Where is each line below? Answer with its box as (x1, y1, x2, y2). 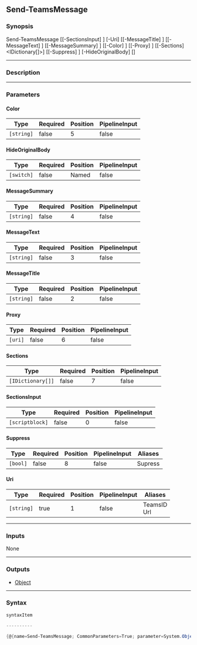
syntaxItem (6, 612, 33, 618)
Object (14, 579, 31, 586)
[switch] (9, 172, 33, 179)
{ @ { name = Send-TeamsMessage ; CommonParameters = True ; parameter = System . (6, 633, 182, 639)
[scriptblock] (9, 419, 49, 425)
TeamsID (142, 500, 168, 509)
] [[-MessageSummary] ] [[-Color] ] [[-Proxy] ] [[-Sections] (41, 42, 185, 49)
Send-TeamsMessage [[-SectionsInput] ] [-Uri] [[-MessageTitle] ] (6, 35, 164, 43)
